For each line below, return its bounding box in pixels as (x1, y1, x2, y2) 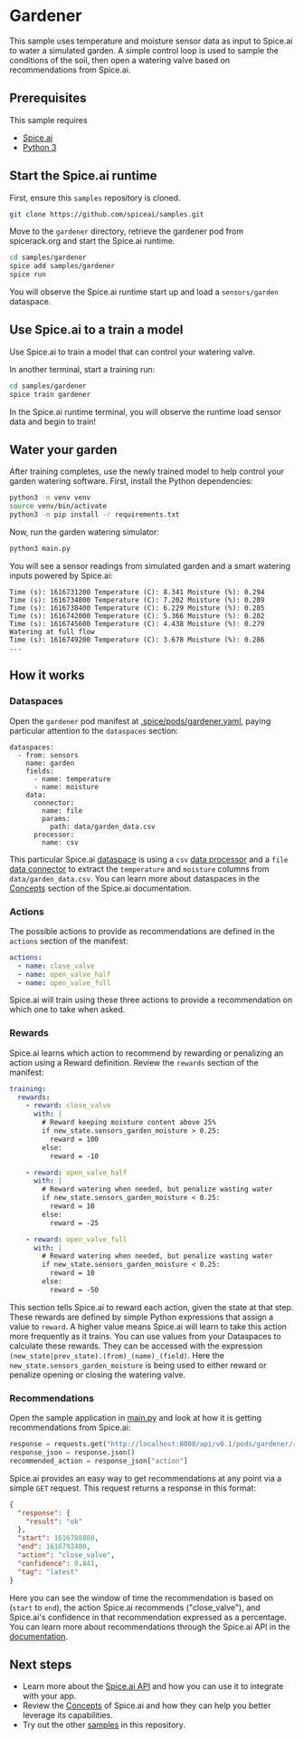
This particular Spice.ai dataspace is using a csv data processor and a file (9, 854, 289, 865)
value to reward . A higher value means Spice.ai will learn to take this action (9, 1320, 288, 1332)
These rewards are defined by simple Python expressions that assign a (9, 1311, 274, 1322)
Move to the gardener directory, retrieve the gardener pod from (9, 226, 244, 237)
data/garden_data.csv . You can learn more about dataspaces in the (9, 873, 261, 884)
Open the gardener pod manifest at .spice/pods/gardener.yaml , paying (9, 715, 271, 726)
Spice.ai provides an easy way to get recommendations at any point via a (9, 1473, 282, 1483)
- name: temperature (33, 774, 111, 784)
